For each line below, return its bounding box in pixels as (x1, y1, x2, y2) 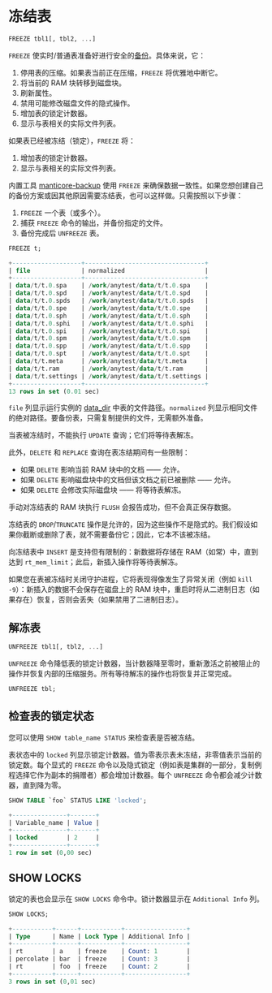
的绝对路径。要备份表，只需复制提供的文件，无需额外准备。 (8, 413, 208, 423)
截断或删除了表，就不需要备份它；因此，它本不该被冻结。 (22, 529, 215, 540)
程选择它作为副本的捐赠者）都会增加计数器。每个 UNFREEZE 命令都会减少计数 (8, 770, 262, 779)
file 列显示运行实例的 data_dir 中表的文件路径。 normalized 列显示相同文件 (8, 403, 258, 412)
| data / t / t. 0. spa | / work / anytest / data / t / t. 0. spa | (8, 282, 209, 290)
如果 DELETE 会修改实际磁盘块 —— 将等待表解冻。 (19, 485, 186, 495)
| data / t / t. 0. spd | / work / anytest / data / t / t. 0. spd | (8, 289, 209, 297)
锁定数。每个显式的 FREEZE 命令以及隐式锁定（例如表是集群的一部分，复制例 (8, 760, 262, 770)
